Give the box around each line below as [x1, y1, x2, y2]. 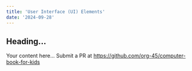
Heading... [6, 36, 47, 47]
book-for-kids [6, 58, 41, 66]
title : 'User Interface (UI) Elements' [6, 8, 106, 15]
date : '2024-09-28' [6, 14, 55, 20]
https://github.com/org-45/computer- [93, 52, 186, 60]
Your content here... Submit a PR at [6, 52, 92, 60]
